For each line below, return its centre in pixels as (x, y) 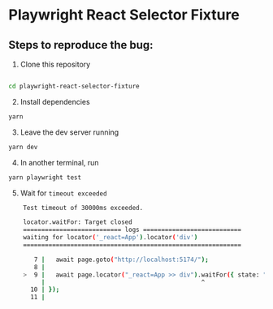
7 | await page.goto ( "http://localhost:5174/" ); (121, 260)
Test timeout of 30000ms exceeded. (83, 208)
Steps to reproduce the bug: (81, 45)
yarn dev (23, 147)
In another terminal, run (59, 162)
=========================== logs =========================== (132, 230)
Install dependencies (55, 101)
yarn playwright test (45, 177)
